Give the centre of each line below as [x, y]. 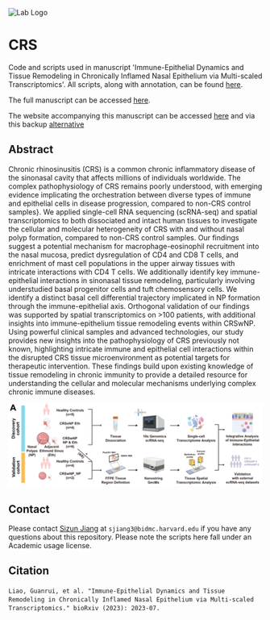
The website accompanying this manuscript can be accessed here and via [132, 115]
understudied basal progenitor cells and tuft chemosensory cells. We [123, 289]
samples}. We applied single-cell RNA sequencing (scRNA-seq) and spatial [133, 212]
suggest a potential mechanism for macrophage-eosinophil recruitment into [134, 246]
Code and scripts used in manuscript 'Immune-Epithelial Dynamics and [126, 67]
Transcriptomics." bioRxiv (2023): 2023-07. [84, 608]
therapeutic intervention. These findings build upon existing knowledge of [131, 366]
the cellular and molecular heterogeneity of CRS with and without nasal [126, 229]
